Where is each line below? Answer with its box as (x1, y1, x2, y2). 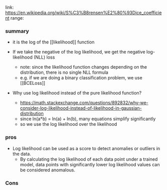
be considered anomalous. (20, 167, 75, 173)
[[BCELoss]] (20, 80, 45, 86)
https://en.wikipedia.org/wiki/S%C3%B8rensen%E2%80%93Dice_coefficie (5, 10, 162, 16)
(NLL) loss (33, 54, 55, 60)
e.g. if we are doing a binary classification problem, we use (20, 75, 142, 81)
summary (5, 27, 29, 34)
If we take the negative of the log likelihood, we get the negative (12, 49, 146, 55)
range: (10, 15, 24, 21)
